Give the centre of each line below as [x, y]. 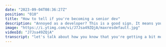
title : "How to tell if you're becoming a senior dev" [63, 19]
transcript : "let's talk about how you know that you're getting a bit [80, 37]
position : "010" [22, 14]
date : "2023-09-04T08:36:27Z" [36, 10]
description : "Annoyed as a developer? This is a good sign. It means [79, 23]
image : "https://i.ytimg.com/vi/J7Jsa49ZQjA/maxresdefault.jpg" [73, 28]
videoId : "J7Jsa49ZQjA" [30, 32]
